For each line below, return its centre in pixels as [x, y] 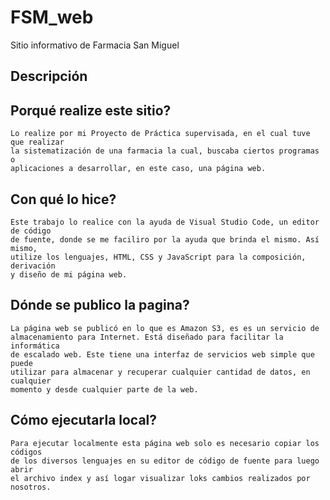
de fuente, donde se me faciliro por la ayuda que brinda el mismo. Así [165, 239]
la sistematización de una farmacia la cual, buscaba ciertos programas [165, 151]
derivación [33, 266]
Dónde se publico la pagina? [100, 305]
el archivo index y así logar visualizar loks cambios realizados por [160, 478]
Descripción [49, 76]
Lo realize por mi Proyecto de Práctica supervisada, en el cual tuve [160, 134]
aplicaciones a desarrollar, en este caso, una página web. [138, 169]
